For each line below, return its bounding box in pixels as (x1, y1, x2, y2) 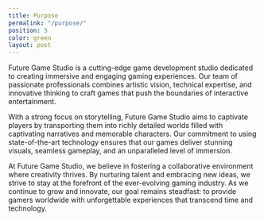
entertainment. (8, 97, 57, 107)
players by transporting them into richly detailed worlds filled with (8, 121, 223, 130)
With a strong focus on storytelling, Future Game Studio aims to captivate (8, 112, 249, 122)
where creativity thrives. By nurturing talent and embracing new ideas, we (8, 170, 250, 180)
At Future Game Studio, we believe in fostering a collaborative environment (8, 161, 254, 171)
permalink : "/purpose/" (8, 19, 87, 27)
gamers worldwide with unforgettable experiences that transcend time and (8, 196, 253, 205)
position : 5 (8, 26, 48, 34)
